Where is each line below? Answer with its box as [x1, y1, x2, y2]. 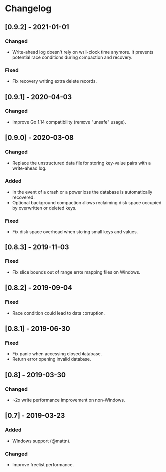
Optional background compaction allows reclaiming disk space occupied [12, 199, 162, 205]
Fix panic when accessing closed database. [12, 351, 102, 357]
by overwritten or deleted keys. [12, 205, 77, 211]
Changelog [5, 3, 52, 14]
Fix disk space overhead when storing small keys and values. [12, 229, 138, 235]
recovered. [12, 194, 35, 200]
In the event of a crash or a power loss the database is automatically [12, 189, 153, 195]
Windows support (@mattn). [12, 438, 71, 444]
